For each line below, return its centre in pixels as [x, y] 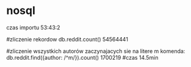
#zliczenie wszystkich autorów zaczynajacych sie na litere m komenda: [96, 51]
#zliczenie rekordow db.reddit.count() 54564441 [67, 39]
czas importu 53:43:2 [33, 27]
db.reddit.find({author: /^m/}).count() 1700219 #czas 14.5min [82, 57]
